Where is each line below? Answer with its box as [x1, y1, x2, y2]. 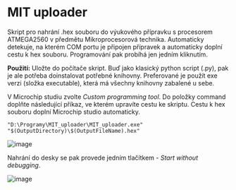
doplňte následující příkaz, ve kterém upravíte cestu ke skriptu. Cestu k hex [7, 100, 225, 108]
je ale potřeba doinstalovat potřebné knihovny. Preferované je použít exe [7, 71, 218, 80]
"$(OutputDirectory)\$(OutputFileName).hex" [7, 127, 140, 134]
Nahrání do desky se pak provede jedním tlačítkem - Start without [7, 153, 199, 162]
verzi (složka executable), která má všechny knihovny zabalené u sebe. [7, 78, 215, 87]
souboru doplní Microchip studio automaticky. [7, 107, 141, 116]
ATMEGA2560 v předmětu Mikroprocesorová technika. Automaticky [7, 35, 204, 43]
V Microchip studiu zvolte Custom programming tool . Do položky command [7, 93, 226, 101]
